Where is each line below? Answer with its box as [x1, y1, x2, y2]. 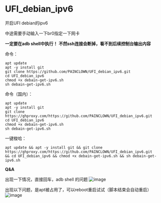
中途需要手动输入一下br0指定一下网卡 [5, 30, 80, 36]
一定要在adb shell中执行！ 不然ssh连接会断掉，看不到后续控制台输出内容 [5, 40, 151, 47]
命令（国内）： [5, 91, 33, 97]
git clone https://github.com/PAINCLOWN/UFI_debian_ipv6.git [5, 69, 131, 74]
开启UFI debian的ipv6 [5, 20, 48, 26]
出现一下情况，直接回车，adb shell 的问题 [5, 176, 88, 182]
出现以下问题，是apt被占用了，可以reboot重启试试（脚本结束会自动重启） [5, 186, 152, 192]
